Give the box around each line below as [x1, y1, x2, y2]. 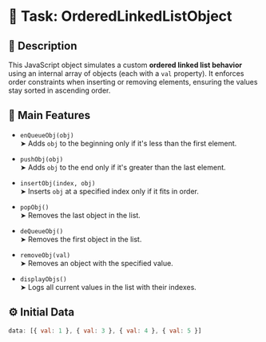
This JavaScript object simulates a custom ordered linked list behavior [8, 60, 242, 70]
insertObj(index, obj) [19, 179, 96, 187]
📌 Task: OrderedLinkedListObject [8, 7, 232, 26]
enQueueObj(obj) [19, 131, 74, 139]
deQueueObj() [19, 227, 64, 235]
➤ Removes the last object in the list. [19, 210, 141, 220]
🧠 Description [8, 39, 77, 53]
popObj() [19, 203, 50, 211]
